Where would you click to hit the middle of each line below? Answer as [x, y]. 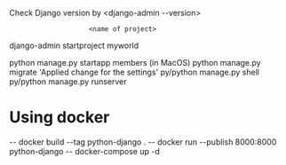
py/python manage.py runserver [68, 82]
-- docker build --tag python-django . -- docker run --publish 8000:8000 [143, 142]
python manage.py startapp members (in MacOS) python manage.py [135, 63]
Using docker [60, 118]
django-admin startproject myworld [74, 45]
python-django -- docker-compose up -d [84, 151]
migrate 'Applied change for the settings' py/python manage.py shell [135, 72]
